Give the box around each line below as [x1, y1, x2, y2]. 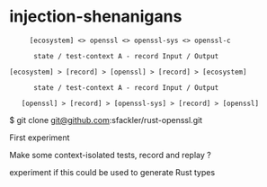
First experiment [9, 132, 70, 143]
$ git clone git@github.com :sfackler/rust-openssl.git [9, 114, 203, 125]
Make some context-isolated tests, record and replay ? [9, 149, 211, 160]
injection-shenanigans [9, 6, 182, 27]
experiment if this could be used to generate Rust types [9, 166, 216, 177]
